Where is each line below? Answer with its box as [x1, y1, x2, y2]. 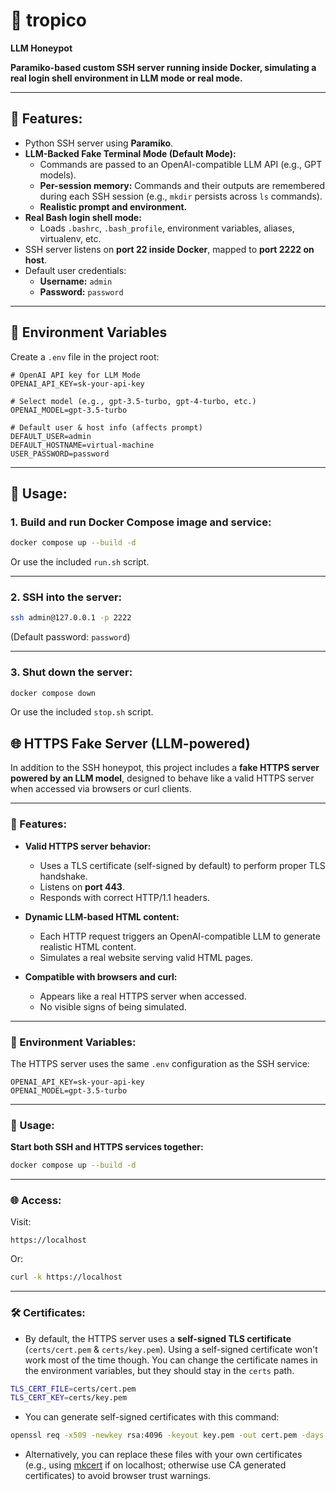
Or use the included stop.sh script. [10, 706, 154, 718]
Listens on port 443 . [39, 880, 125, 893]
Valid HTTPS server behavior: [24, 840, 152, 852]
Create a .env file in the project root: [10, 350, 160, 363]
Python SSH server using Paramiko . [24, 137, 174, 149]
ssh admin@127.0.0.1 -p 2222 [10, 613, 132, 623]
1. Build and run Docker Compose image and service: [10, 515, 272, 529]
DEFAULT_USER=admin [10, 431, 92, 441]
